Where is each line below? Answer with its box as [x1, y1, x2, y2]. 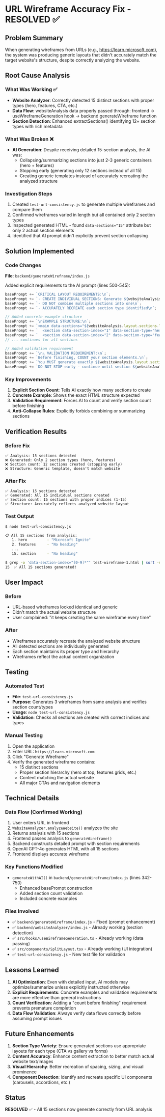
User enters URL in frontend [12, 820, 69, 826]
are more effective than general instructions [12, 994, 101, 1000]
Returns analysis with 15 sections [12, 830, 80, 836]
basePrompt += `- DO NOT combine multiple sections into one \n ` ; [5, 301, 141, 306]
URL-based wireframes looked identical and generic [12, 604, 118, 610]
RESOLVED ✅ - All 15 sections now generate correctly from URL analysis [5, 1106, 152, 1113]
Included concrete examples [19, 895, 78, 901]
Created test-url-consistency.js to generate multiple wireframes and [12, 201, 155, 207]
